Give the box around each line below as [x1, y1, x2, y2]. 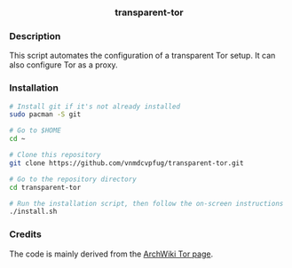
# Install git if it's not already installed [9, 102, 180, 111]
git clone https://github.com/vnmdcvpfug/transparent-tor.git [9, 158, 244, 168]
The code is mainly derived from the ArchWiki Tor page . [9, 248, 214, 259]
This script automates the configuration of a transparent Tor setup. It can [9, 51, 276, 61]
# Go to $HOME [9, 126, 62, 135]
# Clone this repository [9, 151, 101, 160]
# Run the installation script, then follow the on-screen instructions [9, 199, 284, 208]
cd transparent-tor [9, 183, 82, 192]
